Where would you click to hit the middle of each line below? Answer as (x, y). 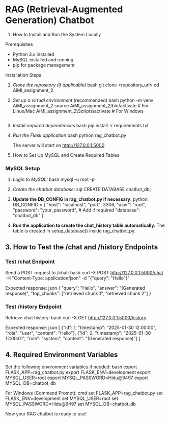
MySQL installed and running (43, 59)
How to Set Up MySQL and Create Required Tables (66, 155)
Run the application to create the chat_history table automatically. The (89, 225)
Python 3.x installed (33, 54)
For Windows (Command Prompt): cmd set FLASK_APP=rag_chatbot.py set (84, 393)
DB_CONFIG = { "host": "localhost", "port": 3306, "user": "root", (79, 205)
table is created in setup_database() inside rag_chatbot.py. (74, 231)
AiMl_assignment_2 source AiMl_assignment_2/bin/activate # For (81, 105)
